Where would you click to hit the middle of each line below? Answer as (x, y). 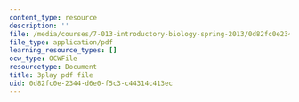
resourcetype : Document (53, 67)
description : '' (39, 26)
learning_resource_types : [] (63, 51)
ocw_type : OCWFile (43, 59)
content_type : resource (53, 17)
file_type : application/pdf (61, 42)
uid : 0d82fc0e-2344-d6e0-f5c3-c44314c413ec (91, 83)
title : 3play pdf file (51, 75)
